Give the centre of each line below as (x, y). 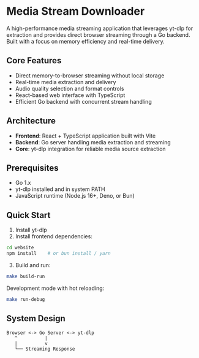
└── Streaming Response (45, 349)
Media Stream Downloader (76, 11)
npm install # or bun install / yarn (59, 254)
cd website (20, 248)
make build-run (26, 276)
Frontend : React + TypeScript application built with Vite (85, 136)
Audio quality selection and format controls (69, 88)
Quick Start (28, 215)
